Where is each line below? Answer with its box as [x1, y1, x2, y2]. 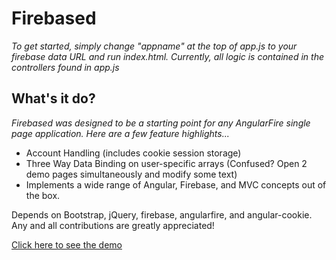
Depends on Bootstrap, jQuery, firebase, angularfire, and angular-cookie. [11, 208, 313, 221]
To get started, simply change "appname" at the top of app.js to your [11, 40, 298, 52]
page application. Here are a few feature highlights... [11, 127, 230, 139]
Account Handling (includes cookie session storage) [25, 147, 242, 159]
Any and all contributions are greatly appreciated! [11, 219, 215, 231]
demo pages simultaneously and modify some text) [25, 168, 238, 180]
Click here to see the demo [11, 238, 123, 251]
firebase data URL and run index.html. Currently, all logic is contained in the [11, 50, 324, 62]
